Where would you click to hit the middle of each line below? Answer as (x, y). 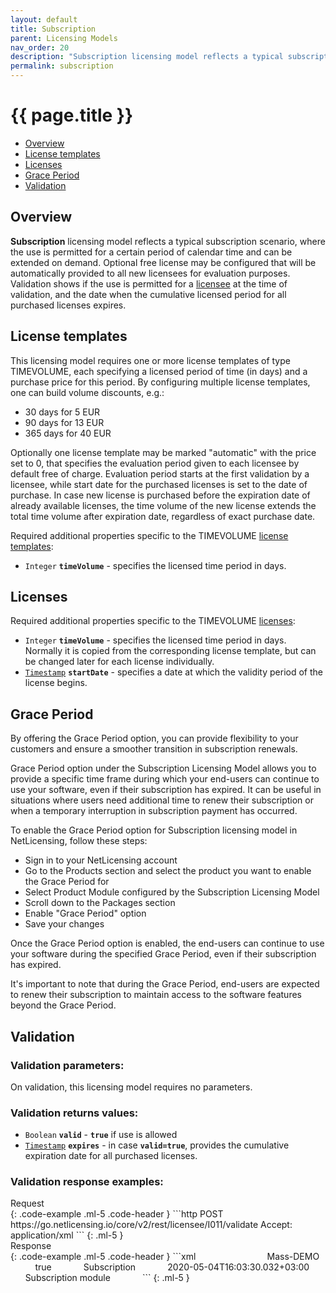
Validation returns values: (74, 1113)
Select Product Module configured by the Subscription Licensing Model (172, 892)
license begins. (56, 683)
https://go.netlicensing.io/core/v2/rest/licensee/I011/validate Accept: (151, 1225)
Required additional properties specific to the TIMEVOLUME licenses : (153, 621)
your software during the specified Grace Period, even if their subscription (163, 954)
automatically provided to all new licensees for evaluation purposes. (150, 273)
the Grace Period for (67, 882)
